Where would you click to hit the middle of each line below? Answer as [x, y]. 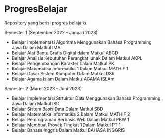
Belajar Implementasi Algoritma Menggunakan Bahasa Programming [82, 42]
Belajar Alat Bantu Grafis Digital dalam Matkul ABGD [65, 53]
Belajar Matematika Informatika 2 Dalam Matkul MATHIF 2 [71, 114]
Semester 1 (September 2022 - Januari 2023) [51, 32]
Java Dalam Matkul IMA [36, 47]
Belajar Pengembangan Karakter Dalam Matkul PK [63, 63]
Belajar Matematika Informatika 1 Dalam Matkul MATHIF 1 [70, 69]
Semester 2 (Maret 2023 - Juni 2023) [43, 88]
